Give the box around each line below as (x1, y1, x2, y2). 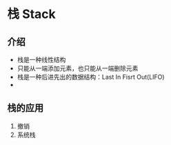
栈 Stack (7, 6, 57, 22)
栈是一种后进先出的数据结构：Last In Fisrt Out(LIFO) (17, 73, 165, 81)
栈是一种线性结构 (17, 56, 66, 64)
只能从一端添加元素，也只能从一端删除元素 (17, 64, 139, 72)
